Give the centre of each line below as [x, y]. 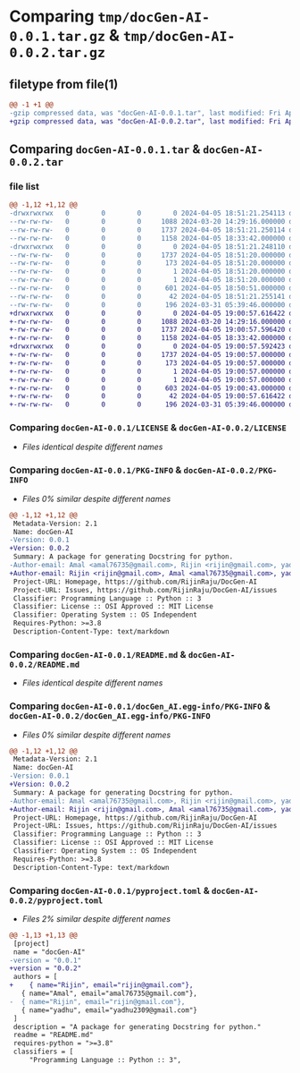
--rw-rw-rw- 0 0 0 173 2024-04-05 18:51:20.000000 [147, 263]
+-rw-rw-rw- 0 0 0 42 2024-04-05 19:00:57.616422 [147, 396]
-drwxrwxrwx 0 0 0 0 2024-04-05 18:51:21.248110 [147, 247]
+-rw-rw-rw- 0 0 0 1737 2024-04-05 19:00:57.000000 [147, 355]
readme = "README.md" [53, 1035]
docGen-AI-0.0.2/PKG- [230, 471]
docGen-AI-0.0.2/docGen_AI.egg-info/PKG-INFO [110, 716]
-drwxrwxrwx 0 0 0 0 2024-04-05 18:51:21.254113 [147, 213]
